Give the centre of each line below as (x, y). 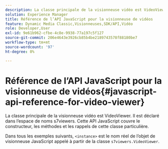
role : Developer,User (28, 28)
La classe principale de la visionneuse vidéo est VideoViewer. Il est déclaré (82, 116)
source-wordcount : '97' (30, 47)
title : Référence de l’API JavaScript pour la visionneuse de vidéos (79, 19)
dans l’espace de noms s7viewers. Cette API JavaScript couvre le (73, 121)
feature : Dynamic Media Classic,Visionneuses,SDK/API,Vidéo (69, 24)
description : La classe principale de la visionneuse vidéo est (73, 10)
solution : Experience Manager (37, 14)
